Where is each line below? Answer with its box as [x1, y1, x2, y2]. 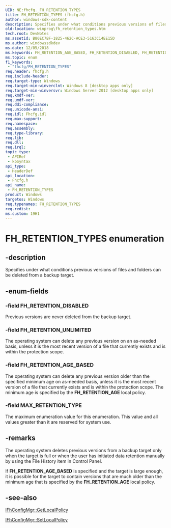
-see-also [5, 493, 37, 502]
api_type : [5, 163, 26, 169]
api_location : [5, 173, 36, 178]
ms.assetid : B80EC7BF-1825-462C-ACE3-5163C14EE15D [5, 36, 115, 41]
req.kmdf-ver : [5, 93, 36, 98]
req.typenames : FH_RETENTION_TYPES [5, 202, 81, 207]
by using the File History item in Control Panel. [5, 458, 103, 464]
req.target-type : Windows [5, 78, 60, 84]
